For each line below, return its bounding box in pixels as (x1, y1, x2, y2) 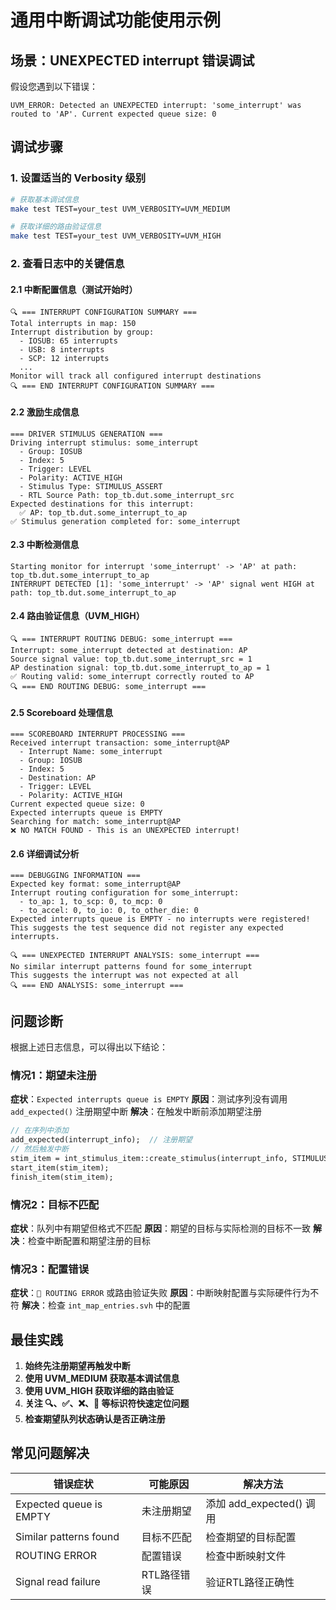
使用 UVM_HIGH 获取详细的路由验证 (24, 1385, 174, 1397)
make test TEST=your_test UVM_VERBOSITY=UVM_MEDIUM (10, 204, 230, 214)
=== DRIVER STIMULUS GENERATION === (10, 429, 163, 439)
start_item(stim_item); (10, 1162, 110, 1173)
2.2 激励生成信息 (10, 406, 80, 418)
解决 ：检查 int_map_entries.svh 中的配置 (21, 1299, 191, 1311)
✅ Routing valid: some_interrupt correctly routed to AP (10, 671, 255, 681)
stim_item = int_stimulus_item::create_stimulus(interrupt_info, (10, 1154, 288, 1164)
